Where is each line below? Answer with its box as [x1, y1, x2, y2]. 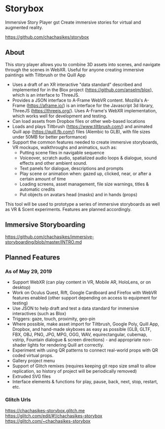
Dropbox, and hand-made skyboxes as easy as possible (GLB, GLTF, [12, 326, 152, 332]
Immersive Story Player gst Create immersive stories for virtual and [5, 19, 141, 25]
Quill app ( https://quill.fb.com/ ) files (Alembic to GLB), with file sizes [12, 129, 150, 135]
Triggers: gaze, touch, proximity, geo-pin [12, 316, 96, 322]
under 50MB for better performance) [12, 134, 87, 140]
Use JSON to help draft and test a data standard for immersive [12, 305, 139, 311]
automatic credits [19, 186, 55, 192]
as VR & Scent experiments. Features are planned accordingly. [5, 206, 132, 212]
